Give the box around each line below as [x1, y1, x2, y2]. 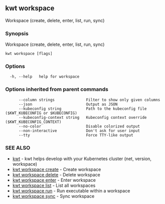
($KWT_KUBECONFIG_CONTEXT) [5, 119, 62, 124]
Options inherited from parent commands [5, 86, 109, 93]
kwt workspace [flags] [5, 51, 53, 56]
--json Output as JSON [18, 102, 118, 107]
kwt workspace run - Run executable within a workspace [12, 188, 130, 193]
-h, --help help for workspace [10, 74, 80, 80]
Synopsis [5, 30, 29, 37]
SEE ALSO [5, 144, 31, 151]
